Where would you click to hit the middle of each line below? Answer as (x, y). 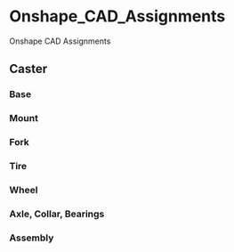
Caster (28, 69)
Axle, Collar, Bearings (57, 214)
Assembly (32, 238)
